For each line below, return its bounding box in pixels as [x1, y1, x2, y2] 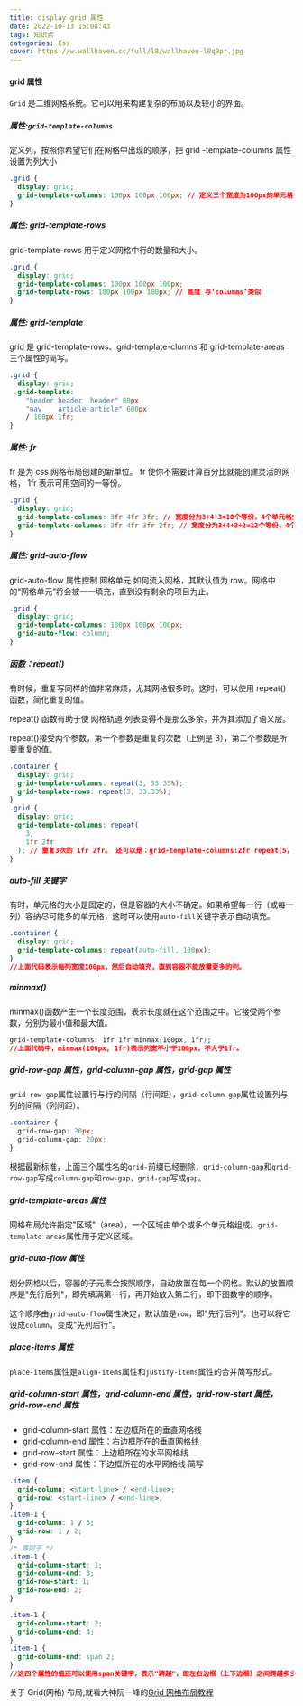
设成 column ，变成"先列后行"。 [9, 1319, 120, 1330]
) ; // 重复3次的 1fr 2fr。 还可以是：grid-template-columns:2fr [17, 846, 251, 855]
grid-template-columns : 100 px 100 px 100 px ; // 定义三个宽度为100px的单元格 [17, 191, 294, 200]
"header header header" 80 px [25, 395, 140, 405]
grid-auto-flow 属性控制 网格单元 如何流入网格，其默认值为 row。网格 [9, 574, 269, 585]
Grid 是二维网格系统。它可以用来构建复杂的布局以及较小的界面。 [9, 98, 250, 109]
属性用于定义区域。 [66, 1230, 138, 1241]
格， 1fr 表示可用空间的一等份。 [9, 478, 126, 488]
